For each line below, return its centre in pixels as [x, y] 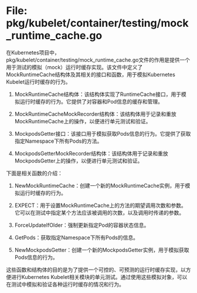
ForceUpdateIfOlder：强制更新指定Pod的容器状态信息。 [82, 225]
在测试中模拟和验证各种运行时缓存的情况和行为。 [65, 284]
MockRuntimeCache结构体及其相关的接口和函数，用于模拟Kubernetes [91, 74]
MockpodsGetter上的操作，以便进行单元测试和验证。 [79, 161]
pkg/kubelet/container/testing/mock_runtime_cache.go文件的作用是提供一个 [98, 60]
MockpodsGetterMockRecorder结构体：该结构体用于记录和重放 [91, 153]
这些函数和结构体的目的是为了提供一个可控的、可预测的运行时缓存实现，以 [96, 270]
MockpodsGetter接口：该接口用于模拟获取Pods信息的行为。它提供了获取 [103, 133]
